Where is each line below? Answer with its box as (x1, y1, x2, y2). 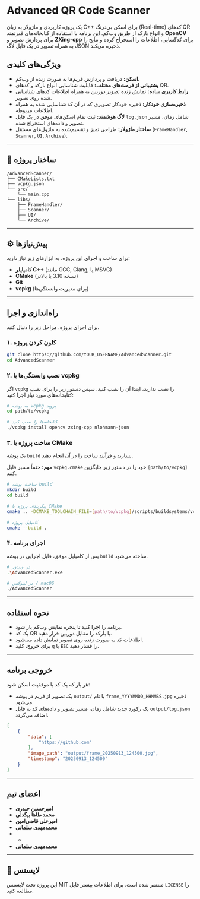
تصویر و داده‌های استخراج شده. (15, 119, 84, 126)
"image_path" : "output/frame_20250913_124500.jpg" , (28, 751, 159, 756)
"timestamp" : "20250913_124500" (28, 756, 109, 762)
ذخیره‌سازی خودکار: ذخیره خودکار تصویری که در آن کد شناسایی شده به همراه (15, 100, 186, 107)
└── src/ (7, 186, 28, 192)
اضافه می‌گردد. (15, 711, 49, 718)
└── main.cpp (17, 191, 50, 197)
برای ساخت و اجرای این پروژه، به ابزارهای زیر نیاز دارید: (7, 255, 130, 262)
